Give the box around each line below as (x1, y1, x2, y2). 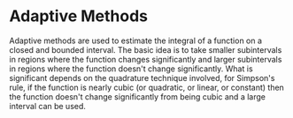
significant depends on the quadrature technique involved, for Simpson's (9, 72, 275, 83)
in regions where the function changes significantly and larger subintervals (9, 54, 282, 64)
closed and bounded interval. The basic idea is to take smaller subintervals (9, 44, 282, 55)
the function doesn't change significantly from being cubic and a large (9, 91, 266, 102)
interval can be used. (9, 100, 87, 111)
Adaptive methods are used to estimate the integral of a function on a (9, 35, 263, 46)
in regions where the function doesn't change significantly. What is (9, 63, 254, 74)
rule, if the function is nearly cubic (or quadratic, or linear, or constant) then (9, 82, 285, 92)
